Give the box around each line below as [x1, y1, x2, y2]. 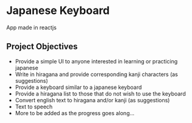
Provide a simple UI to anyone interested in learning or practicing [15, 57, 178, 65]
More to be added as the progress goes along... [15, 109, 135, 116]
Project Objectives [6, 41, 78, 52]
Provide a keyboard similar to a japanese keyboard [15, 83, 142, 91]
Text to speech [15, 103, 53, 110]
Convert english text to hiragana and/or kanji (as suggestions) [15, 96, 170, 104]
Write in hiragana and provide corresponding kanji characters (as [15, 71, 178, 78]
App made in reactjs [6, 24, 57, 31]
